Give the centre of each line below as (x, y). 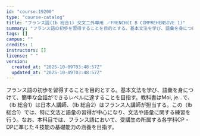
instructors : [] (26, 50)
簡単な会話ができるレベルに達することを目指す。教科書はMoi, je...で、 (107, 97)
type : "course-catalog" (36, 17)
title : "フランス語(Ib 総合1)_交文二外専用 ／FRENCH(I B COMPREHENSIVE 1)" (96, 23)
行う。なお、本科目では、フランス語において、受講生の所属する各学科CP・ (98, 120)
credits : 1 (20, 45)
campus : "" (20, 39)
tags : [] (17, 34)
